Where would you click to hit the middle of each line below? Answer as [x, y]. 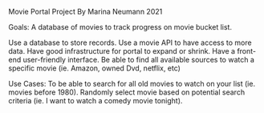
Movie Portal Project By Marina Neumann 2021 [85, 12]
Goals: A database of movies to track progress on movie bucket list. [120, 27]
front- [246, 51]
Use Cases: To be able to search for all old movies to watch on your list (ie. [132, 84]
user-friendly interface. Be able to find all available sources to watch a [139, 60]
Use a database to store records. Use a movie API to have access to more [130, 42]
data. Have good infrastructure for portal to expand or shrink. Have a [122, 51]
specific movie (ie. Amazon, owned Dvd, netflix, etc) [94, 68]
